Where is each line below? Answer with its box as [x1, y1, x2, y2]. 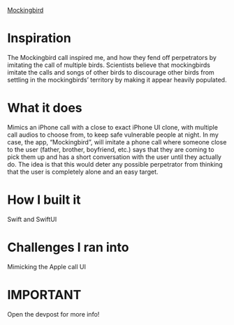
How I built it [7, 192, 82, 208]
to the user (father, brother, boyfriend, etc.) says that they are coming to [7, 145, 214, 153]
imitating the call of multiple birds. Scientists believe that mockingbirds [7, 61, 211, 69]
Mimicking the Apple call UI [7, 262, 86, 271]
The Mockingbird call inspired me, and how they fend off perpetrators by [7, 53, 217, 61]
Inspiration [7, 31, 71, 46]
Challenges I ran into [7, 240, 129, 255]
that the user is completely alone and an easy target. [7, 167, 159, 176]
